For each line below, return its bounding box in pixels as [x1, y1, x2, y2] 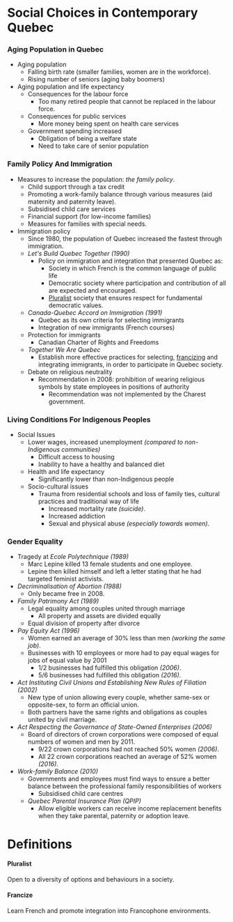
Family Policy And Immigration [7, 159, 113, 169]
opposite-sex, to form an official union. [27, 700, 139, 709]
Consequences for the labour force [27, 90, 129, 98]
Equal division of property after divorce [27, 619, 140, 628]
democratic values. [48, 301, 104, 309]
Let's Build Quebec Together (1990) [27, 249, 130, 257]
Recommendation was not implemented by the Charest [48, 390, 207, 398]
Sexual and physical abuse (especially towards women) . [48, 519, 210, 528]
